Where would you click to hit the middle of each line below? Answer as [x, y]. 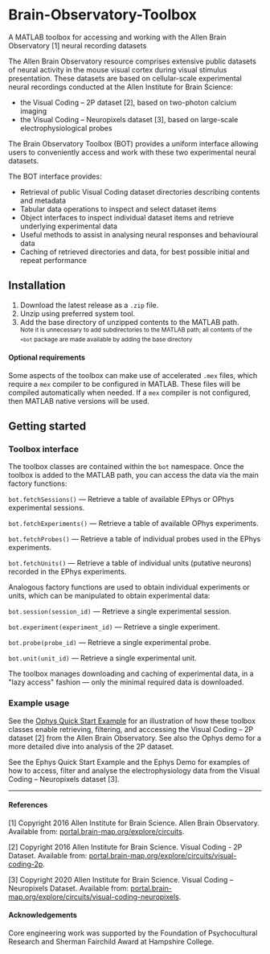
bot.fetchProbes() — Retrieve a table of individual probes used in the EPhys [135, 539]
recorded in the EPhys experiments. [67, 572]
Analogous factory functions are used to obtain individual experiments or [129, 587]
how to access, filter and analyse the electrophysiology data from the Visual [134, 771]
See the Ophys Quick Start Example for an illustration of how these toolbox [132, 721]
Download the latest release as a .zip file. [89, 305]
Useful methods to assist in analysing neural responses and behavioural [139, 234]
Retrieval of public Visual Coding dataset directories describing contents [140, 191]
